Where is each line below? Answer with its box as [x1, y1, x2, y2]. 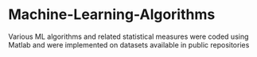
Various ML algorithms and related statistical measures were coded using [8, 32, 249, 41]
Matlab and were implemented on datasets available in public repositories [8, 40, 250, 49]
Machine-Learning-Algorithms [8, 6, 216, 24]
